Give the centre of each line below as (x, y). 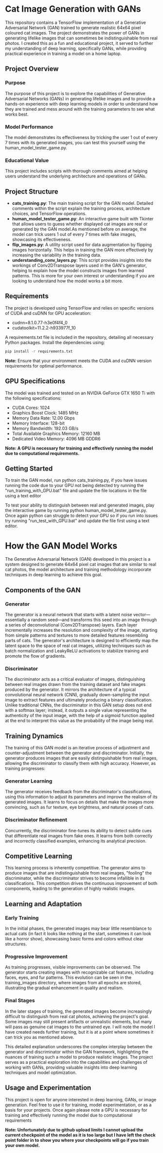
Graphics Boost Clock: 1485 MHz (45, 412)
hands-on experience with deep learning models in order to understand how (81, 104)
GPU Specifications (35, 381)
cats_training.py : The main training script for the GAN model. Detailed (82, 203)
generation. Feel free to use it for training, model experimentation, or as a (78, 1105)
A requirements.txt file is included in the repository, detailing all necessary (79, 337)
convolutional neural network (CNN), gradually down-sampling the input (77, 695)
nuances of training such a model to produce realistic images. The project (79, 1057)
